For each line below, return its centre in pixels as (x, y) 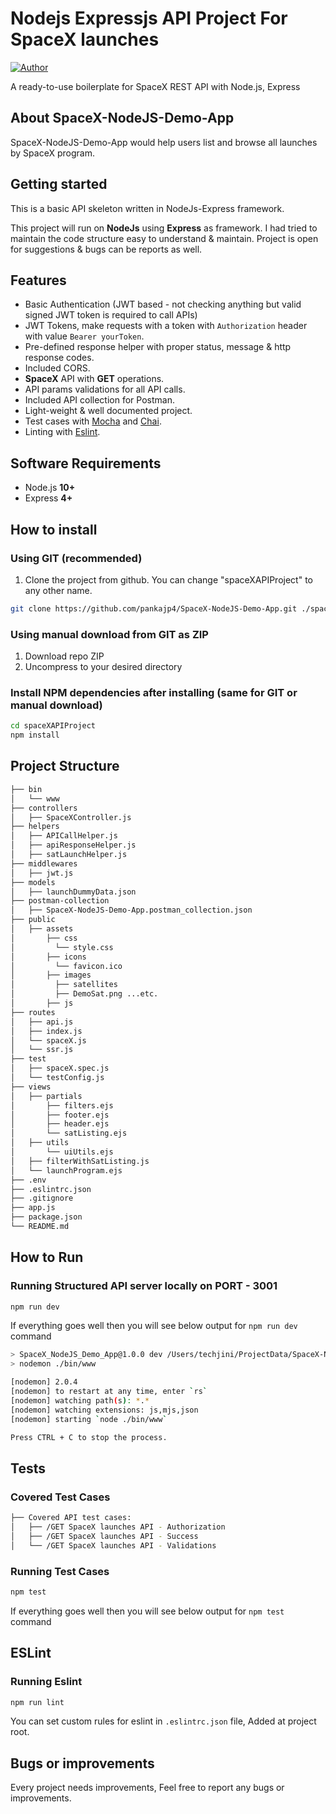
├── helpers (35, 827)
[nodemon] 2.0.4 (44, 1382)
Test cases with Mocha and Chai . (93, 421)
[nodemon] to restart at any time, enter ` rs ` (109, 1392)
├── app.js (33, 1208)
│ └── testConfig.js (57, 1078)
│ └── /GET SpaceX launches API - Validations (113, 1545)
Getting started (59, 184)
